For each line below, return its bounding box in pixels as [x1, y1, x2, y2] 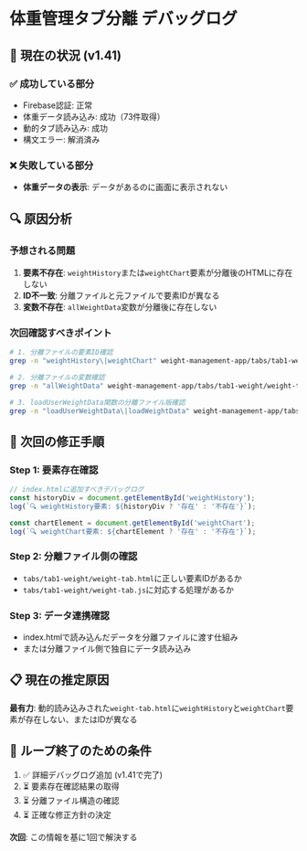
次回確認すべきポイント [9, 326, 112, 339]
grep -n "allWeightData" [9, 381, 104, 390]
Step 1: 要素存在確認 [9, 463, 99, 476]
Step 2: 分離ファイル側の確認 [9, 550, 138, 563]
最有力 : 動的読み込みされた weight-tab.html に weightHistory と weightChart [9, 702, 286, 713]
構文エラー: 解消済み [22, 133, 101, 144]
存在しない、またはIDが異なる [25, 714, 138, 725]
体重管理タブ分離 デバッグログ [9, 8, 238, 29]
